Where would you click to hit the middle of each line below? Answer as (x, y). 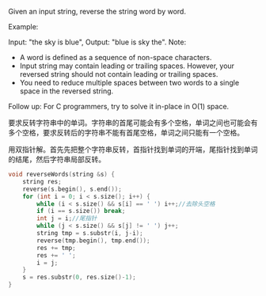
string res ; (42, 181)
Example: (23, 27)
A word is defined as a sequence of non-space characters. (116, 57)
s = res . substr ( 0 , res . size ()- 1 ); (79, 277)
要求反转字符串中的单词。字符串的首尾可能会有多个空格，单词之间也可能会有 (133, 123)
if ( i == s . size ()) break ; (81, 211)
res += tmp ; (57, 248)
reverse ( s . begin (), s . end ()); (72, 189)
